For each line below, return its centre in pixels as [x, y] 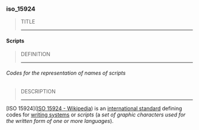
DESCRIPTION [38, 91]
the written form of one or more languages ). [60, 121]
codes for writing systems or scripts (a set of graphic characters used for [96, 115]
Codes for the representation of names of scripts [66, 73]
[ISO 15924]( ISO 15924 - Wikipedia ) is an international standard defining [94, 108]
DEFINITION [35, 54]
